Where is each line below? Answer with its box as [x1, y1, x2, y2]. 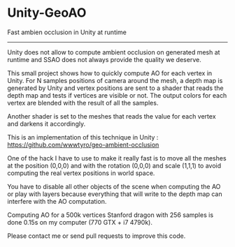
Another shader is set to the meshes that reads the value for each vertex [7, 112, 216, 120]
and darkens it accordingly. [7, 119, 86, 128]
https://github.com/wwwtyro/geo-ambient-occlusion [7, 140, 159, 149]
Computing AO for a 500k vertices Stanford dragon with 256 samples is [7, 211, 214, 219]
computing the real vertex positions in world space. [7, 169, 155, 177]
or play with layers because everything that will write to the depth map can [7, 190, 222, 198]
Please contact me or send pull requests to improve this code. [7, 232, 186, 240]
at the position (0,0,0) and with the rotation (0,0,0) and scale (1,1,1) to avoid [7, 161, 222, 170]
